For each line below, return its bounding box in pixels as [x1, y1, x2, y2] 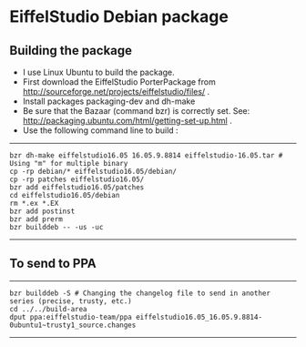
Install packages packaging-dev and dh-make [22, 96, 196, 107]
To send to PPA [9, 256, 97, 271]
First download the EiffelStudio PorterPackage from [22, 77, 216, 87]
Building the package [9, 43, 133, 58]
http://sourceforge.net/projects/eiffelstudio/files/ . [22, 87, 210, 97]
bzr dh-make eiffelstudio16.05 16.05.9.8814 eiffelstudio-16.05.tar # [9, 151, 283, 160]
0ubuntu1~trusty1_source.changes [9, 321, 137, 330]
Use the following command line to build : [22, 125, 179, 136]
